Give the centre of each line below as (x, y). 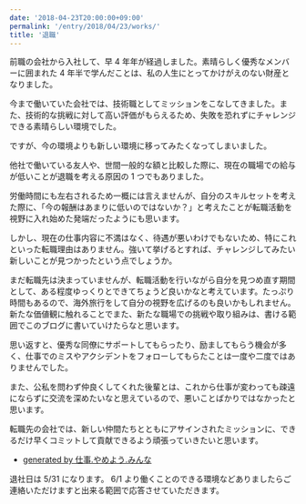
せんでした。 (49, 368)
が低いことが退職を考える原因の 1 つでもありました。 (109, 176)
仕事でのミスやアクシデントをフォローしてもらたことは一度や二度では (157, 357)
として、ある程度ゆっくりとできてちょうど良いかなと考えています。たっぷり (152, 291)
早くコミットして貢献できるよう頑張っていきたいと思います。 (148, 440)
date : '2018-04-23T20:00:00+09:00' (77, 18)
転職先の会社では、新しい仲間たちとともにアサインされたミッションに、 (145, 429)
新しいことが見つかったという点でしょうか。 (93, 261)
